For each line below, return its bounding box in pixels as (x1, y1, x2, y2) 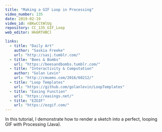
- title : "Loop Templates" (9, 80, 65, 85)
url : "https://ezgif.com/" (14, 103, 70, 108)
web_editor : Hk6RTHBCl (5, 30, 52, 35)
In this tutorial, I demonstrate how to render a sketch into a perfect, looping (5, 116, 158, 122)
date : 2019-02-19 (5, 16, 41, 21)
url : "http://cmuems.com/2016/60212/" (14, 76, 94, 80)
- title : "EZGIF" (9, 98, 45, 103)
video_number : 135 (5, 12, 43, 17)
